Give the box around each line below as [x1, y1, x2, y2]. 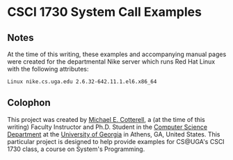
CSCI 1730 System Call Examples [7, 4, 202, 20]
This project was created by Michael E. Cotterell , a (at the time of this [7, 115, 205, 123]
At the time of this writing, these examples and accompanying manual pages [7, 50, 227, 58]
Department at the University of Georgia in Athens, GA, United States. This [7, 130, 220, 139]
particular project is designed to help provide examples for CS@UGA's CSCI [7, 137, 225, 145]
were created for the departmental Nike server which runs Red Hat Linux [7, 57, 216, 66]
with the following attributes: [7, 65, 89, 73]
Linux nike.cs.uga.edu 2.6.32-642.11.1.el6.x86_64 [7, 78, 157, 85]
